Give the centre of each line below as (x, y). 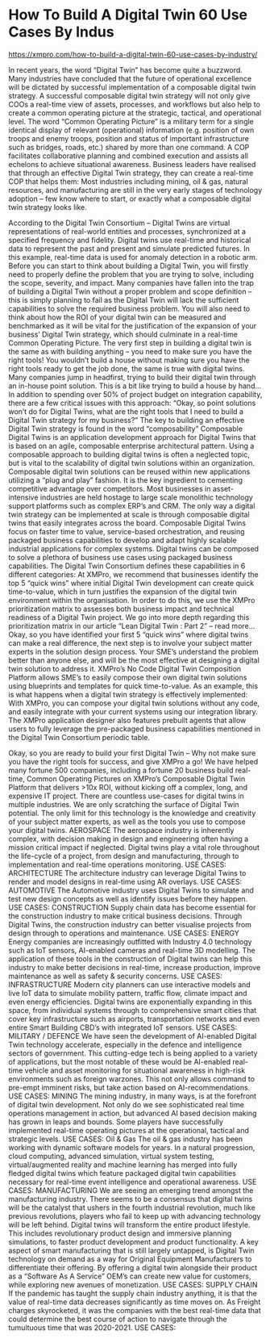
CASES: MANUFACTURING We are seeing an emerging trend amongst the (131, 1190)
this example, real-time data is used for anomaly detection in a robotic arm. (133, 257)
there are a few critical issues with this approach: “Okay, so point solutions (132, 403)
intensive (23, 497)
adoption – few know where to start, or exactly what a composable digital (130, 199)
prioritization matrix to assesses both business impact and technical (121, 609)
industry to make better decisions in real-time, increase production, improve (135, 967)
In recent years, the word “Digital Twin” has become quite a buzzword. (126, 69)
